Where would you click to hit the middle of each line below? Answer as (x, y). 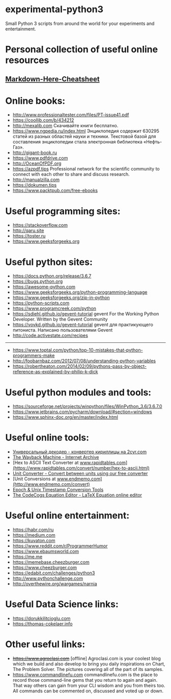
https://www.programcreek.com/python (54, 308)
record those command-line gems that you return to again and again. (85, 680)
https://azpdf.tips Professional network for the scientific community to (86, 169)
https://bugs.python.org (38, 281)
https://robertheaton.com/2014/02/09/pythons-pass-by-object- (79, 366)
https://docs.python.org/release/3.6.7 (52, 276)
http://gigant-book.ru (35, 153)
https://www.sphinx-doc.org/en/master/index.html (65, 417)
